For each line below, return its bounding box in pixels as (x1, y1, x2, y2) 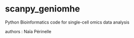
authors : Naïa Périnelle (5, 28, 52, 34)
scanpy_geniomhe (5, 3, 80, 14)
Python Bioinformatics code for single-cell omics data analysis (5, 19, 130, 25)
